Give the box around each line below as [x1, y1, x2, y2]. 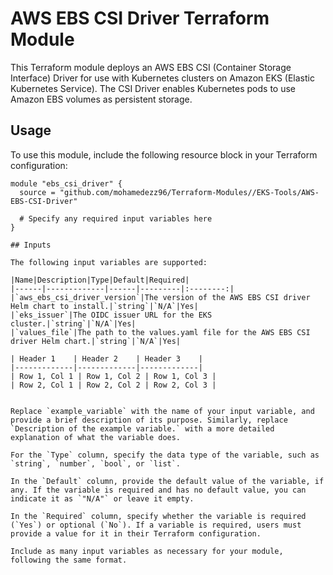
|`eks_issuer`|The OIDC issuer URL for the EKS [10, 310, 213, 320]
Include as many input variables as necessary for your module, [10, 546, 284, 556]
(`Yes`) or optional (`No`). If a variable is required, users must [10, 520, 302, 530]
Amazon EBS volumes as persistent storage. [10, 93, 193, 105]
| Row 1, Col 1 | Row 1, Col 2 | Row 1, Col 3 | [10, 371, 217, 381]
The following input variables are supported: [10, 257, 208, 267]
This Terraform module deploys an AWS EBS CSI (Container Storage [10, 61, 292, 73]
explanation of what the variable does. [10, 432, 182, 442]
